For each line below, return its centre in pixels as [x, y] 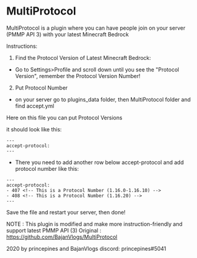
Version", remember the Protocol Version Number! [78, 76]
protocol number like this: [47, 168]
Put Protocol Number [41, 88]
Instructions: [22, 46]
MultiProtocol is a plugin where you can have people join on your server [96, 28]
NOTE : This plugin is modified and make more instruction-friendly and [95, 224]
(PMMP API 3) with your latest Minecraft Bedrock [68, 34]
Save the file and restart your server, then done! [66, 212]
